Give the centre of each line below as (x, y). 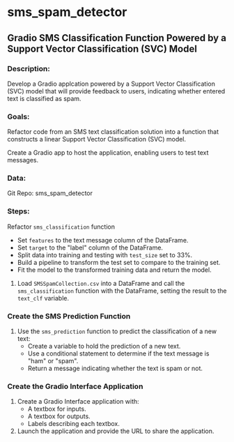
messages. (23, 160)
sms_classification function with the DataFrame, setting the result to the (122, 291)
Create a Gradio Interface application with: (78, 402)
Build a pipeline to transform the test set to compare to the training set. (119, 262)
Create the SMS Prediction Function (69, 316)
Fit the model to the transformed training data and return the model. (114, 270)
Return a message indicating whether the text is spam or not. (115, 368)
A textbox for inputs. (57, 409)
